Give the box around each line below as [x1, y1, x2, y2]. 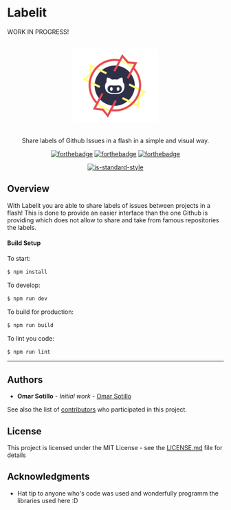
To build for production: [7, 308, 74, 316]
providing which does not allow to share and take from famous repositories [7, 215, 220, 224]
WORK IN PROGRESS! [7, 28, 69, 36]
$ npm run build [7, 321, 54, 328]
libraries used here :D [16, 496, 78, 504]
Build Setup [7, 239, 41, 247]
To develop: [7, 281, 41, 289]
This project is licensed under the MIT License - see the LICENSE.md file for [7, 444, 223, 452]
